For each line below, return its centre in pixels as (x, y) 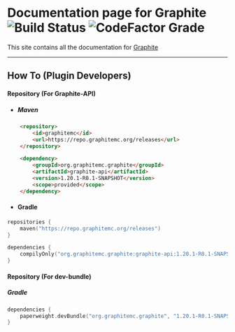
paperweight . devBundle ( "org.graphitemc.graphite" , (95, 316)
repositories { (29, 222)
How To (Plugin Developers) (69, 76)
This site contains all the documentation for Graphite (83, 47)
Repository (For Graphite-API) (51, 93)
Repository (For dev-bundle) (49, 276)
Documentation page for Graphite (107, 13)
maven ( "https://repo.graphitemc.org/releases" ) (90, 228)
